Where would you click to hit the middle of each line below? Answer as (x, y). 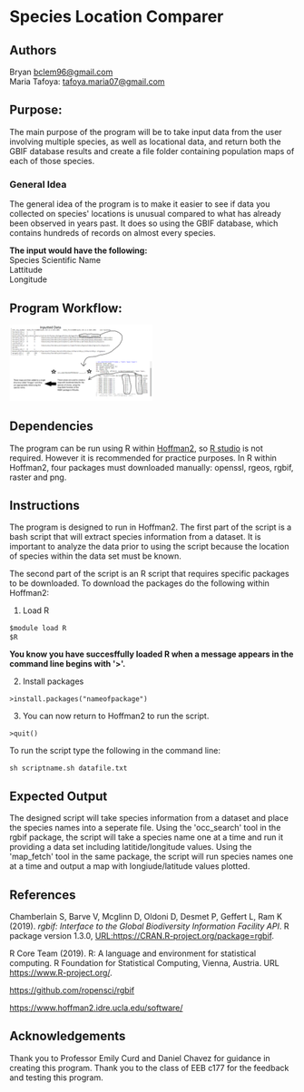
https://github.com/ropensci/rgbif (72, 990)
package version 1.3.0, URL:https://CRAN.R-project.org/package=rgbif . (142, 936)
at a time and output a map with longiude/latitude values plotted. (130, 866)
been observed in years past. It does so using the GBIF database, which (144, 223)
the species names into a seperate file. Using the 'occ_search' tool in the (145, 828)
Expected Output (59, 796)
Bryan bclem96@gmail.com (61, 72)
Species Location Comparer (117, 17)
